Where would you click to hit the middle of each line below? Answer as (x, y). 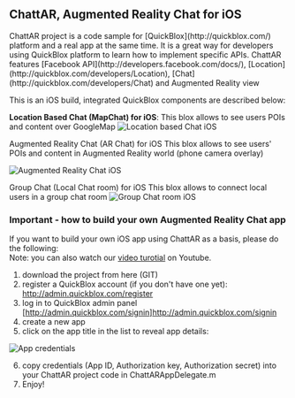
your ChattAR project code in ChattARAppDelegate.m (119, 375)
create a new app (53, 322)
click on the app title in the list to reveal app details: (115, 332)
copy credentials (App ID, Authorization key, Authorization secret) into (149, 365)
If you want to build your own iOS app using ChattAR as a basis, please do (144, 239)
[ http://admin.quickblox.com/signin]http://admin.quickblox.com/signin (149, 312)
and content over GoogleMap (63, 126)
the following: (34, 249)
